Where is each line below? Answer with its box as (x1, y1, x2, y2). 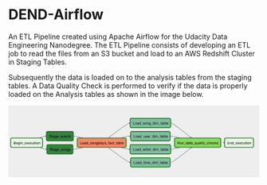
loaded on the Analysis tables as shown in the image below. (8, 89, 204, 98)
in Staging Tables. (8, 57, 68, 67)
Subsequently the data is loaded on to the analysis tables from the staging (8, 72, 253, 82)
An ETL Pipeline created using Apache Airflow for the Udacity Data (8, 32, 228, 41)
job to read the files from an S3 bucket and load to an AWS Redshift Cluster (8, 48, 255, 58)
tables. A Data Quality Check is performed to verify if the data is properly (8, 81, 249, 91)
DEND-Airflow (8, 6, 104, 24)
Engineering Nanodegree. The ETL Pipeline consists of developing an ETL (8, 40, 251, 49)
